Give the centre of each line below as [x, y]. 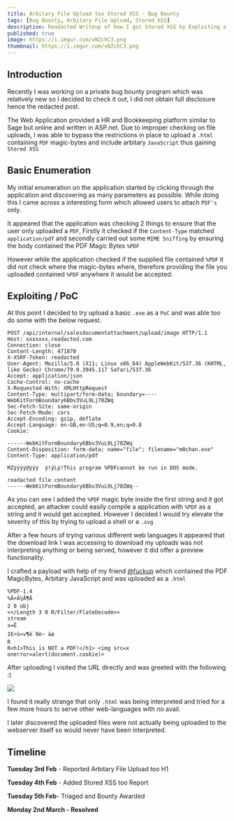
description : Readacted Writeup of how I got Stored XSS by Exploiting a [117, 27]
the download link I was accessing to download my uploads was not [105, 543]
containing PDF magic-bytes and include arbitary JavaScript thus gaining [112, 142]
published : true [31, 33]
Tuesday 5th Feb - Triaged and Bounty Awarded [76, 796]
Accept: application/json [45, 376]
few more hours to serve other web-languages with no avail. [94, 709]
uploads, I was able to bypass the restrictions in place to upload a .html [110, 134]
